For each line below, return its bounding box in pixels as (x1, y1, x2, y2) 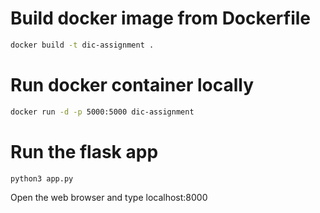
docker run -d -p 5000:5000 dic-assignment (10, 107, 195, 117)
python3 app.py (10, 173, 74, 184)
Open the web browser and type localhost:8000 (10, 192, 208, 204)
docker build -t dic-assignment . (10, 40, 155, 50)
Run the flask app (10, 140, 159, 163)
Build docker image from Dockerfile (10, 7, 311, 30)
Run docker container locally (10, 74, 255, 96)
